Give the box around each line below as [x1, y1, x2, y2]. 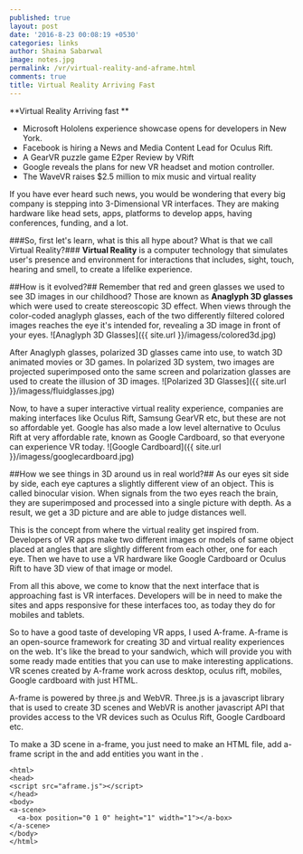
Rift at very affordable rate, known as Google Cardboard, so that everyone [9, 432, 285, 442]
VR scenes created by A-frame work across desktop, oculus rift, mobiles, [9, 665, 282, 676]
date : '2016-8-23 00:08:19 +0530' [9, 30, 140, 39]
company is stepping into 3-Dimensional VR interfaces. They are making [9, 198, 279, 209]
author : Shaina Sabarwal [9, 47, 103, 56]
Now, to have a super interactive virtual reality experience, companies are [9, 403, 284, 413]
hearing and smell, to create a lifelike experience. [9, 263, 193, 274]
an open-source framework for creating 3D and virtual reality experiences [9, 636, 285, 647]
